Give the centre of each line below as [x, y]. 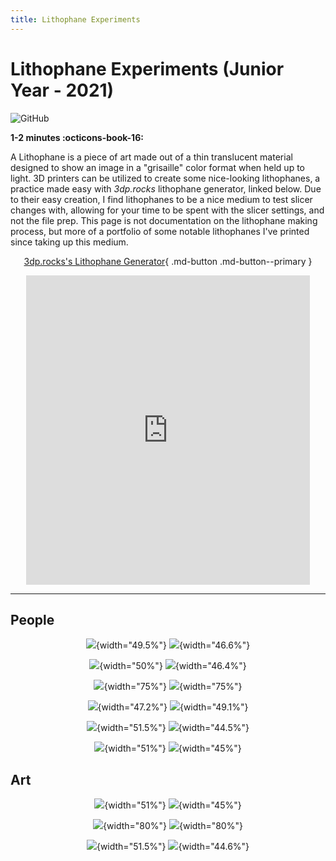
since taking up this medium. [69, 242]
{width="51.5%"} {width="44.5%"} [173, 728]
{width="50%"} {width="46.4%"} [173, 666]
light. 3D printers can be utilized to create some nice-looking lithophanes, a [165, 178]
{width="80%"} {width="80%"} [173, 826]
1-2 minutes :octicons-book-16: [77, 137]
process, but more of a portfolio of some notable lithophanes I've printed [160, 231]
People [32, 619]
